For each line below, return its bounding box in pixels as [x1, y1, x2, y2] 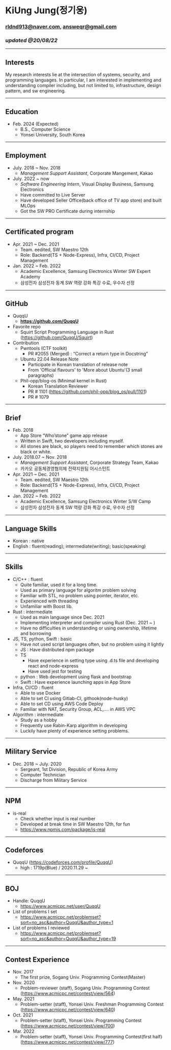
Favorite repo [12, 324, 41, 330]
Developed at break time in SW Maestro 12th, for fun [20, 821, 130, 827]
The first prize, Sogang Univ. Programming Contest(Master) [20, 974, 146, 980]
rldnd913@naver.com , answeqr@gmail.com [5, 23, 117, 31]
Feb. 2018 [12, 427, 34, 433]
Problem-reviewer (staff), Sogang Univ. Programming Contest [20, 985, 150, 991]
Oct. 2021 [12, 1012, 33, 1018]
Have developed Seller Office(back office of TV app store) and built [20, 197, 162, 203]
